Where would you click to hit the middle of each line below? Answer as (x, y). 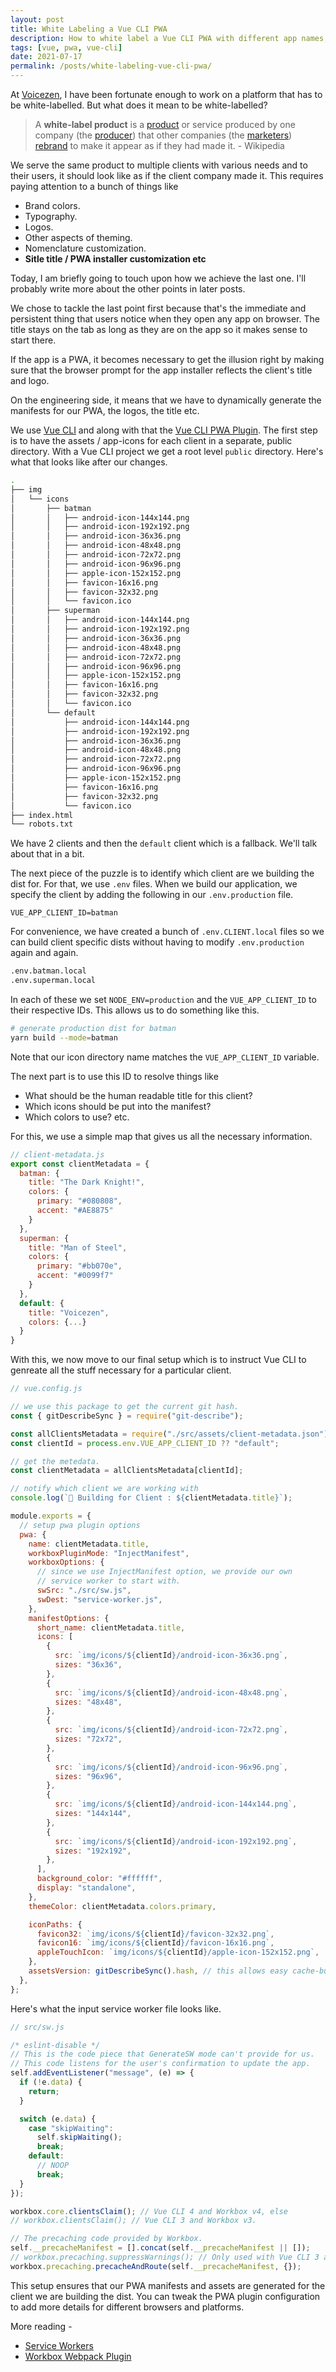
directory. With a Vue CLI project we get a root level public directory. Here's (167, 451)
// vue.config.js (46, 1389)
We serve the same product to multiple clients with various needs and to (159, 165)
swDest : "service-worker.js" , (99, 1599)
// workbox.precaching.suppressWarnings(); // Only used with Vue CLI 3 (165, 2257)
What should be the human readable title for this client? (138, 1095)
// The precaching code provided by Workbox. (106, 2239)
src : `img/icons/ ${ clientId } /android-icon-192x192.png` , (176, 1841)
